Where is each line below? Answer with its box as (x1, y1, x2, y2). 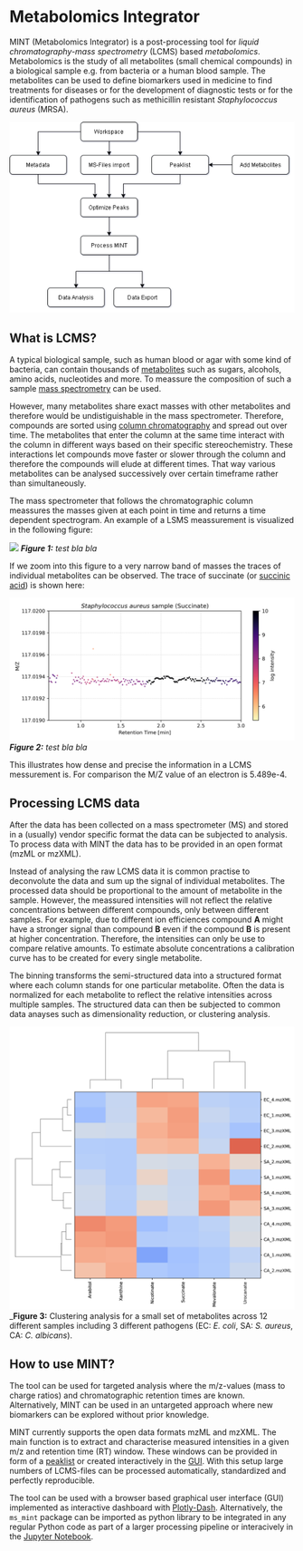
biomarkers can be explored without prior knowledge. (9, 1410, 210, 1420)
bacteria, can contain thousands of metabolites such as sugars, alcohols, (9, 364, 282, 375)
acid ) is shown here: (9, 580, 85, 591)
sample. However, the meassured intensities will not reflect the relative (9, 895, 273, 906)
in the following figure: (9, 524, 93, 536)
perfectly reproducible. (9, 1475, 95, 1486)
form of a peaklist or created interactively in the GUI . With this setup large (9, 1456, 284, 1466)
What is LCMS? (9, 330, 98, 345)
